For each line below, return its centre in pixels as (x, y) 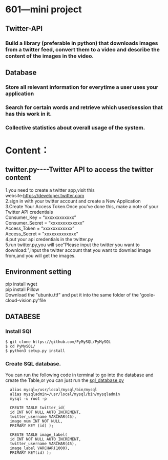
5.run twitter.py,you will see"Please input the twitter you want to (72, 245)
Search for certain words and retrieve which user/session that (84, 107)
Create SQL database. (33, 364)
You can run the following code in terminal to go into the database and (79, 375)
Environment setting (38, 272)
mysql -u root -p (28, 399)
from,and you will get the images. (40, 255)
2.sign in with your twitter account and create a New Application (73, 201)
